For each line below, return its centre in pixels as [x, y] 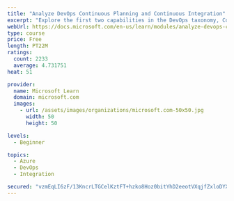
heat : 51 [20, 72]
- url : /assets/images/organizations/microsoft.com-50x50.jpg [112, 111]
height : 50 [41, 123]
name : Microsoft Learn [46, 91]
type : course [26, 33]
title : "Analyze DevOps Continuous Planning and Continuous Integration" [117, 14]
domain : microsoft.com [46, 97]
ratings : [20, 53]
